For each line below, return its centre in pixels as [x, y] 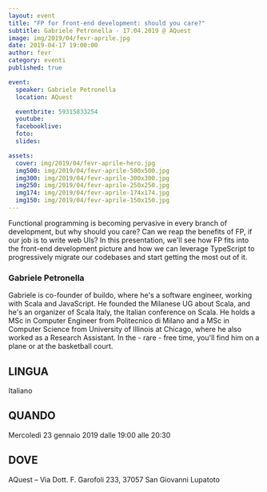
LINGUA [29, 372]
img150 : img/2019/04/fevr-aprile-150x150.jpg [93, 201]
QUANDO [32, 416]
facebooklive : [39, 126]
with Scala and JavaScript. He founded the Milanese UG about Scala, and [129, 304]
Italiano [20, 390]
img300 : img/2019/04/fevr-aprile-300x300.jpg [93, 178]
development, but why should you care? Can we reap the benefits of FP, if [130, 231]
